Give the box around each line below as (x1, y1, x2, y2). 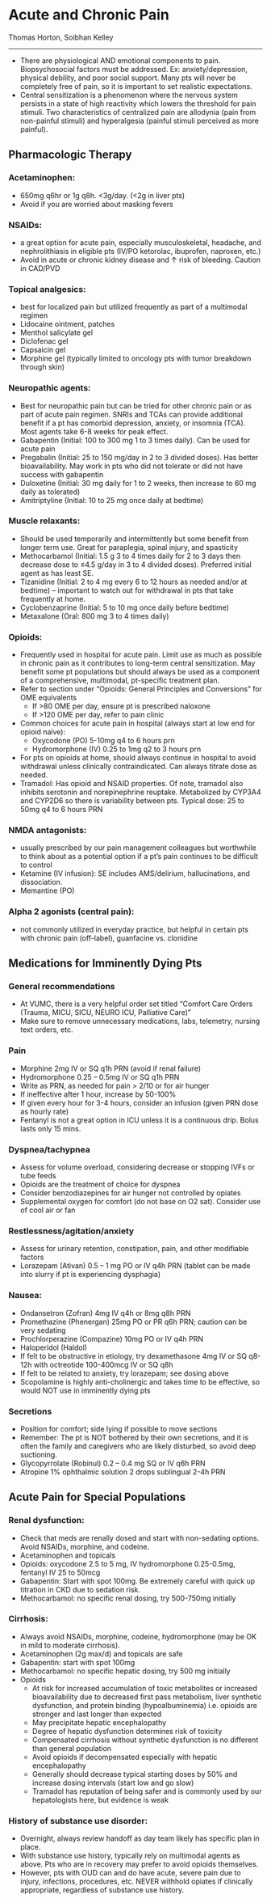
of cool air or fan (19, 1205, 76, 1215)
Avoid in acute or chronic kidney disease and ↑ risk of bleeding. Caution (19, 255, 261, 264)
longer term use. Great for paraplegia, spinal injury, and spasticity (19, 542, 239, 552)
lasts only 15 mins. (19, 1123, 81, 1133)
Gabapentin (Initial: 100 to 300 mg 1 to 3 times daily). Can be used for (19, 435, 251, 445)
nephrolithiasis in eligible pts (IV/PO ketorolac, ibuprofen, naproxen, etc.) (19, 246, 261, 256)
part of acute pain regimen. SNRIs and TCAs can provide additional (19, 409, 244, 419)
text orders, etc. (19, 1025, 73, 1034)
